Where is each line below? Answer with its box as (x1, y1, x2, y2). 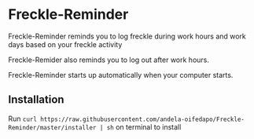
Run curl (8, 114, 38, 123)
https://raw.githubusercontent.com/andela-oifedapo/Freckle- (40, 115, 245, 123)
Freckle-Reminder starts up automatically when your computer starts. (8, 70, 234, 79)
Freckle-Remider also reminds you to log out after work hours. (8, 55, 210, 64)
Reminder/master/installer (8, 123, 97, 131)
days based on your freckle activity (8, 39, 123, 49)
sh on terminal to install (106, 122, 182, 131)
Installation (8, 93, 64, 107)
